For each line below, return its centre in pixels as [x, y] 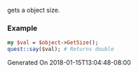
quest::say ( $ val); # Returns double [61, 49]
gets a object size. [34, 10]
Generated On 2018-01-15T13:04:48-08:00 [69, 63]
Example [22, 28]
